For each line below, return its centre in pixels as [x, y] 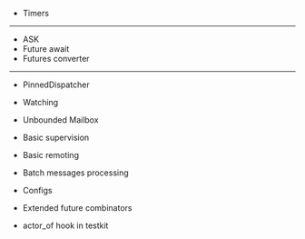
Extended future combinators [77, 208]
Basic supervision [56, 137]
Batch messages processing [75, 173]
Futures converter [56, 59]
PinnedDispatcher [56, 85]
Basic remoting [51, 155]
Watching [40, 102]
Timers [36, 13]
